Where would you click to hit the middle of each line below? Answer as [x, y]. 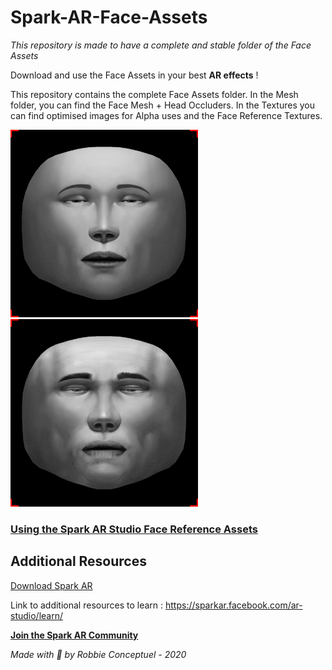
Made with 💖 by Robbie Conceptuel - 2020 [98, 654]
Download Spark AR [51, 585]
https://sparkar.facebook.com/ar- [233, 605]
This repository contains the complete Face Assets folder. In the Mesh [154, 94]
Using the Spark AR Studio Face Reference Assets [134, 529]
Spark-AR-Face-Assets [109, 17]
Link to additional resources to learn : [87, 605]
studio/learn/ [37, 615]
